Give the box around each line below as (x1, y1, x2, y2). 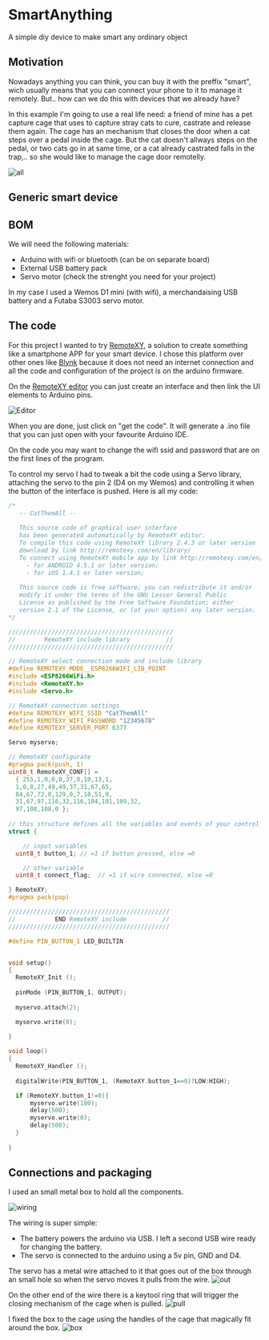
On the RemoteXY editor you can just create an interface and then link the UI (8, 381, 261, 391)
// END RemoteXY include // (8, 915, 171, 923)
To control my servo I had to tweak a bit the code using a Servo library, (8, 469, 242, 479)
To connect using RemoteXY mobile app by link (18, 553, 178, 562)
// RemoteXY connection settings (8, 702, 120, 710)
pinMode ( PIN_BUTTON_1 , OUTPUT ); (15, 989, 127, 997)
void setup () (8, 958, 52, 967)
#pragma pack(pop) (8, 893, 70, 901)
